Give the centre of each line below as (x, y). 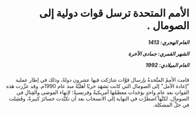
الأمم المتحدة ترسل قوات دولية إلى (114, 13)
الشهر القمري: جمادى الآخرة (159, 53)
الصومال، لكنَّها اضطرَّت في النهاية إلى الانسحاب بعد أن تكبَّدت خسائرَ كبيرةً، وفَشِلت (99, 99)
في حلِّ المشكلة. (171, 105)
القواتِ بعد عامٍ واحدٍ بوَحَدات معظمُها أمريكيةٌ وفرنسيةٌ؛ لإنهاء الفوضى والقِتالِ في (103, 92)
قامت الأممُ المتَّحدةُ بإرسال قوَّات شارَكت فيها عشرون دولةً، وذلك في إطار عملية (102, 80)
